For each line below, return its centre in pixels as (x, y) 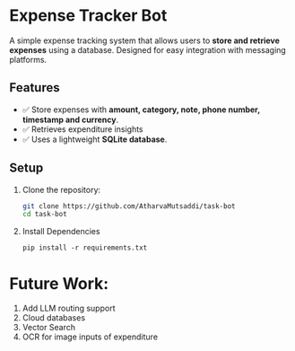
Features (35, 88)
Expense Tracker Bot (88, 16)
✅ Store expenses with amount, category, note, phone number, (141, 110)
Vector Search (49, 328)
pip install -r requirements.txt (85, 248)
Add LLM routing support (69, 308)
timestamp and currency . (70, 119)
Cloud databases (54, 318)
